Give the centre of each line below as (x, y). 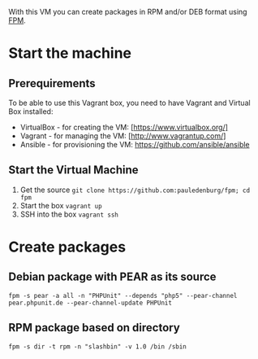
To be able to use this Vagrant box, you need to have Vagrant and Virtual (129, 103)
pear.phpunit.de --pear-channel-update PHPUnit (90, 303)
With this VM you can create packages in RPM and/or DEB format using (128, 12)
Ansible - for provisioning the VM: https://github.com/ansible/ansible (135, 144)
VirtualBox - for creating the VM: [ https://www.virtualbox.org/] (124, 127)
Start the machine (70, 53)
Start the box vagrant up (61, 205)
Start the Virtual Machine (74, 170)
